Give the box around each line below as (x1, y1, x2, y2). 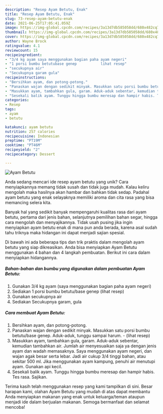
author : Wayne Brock (5, 39, 47, 44)
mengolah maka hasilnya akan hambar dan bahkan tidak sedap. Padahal (5, 189, 149, 195)
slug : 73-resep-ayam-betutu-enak (5, 16, 73, 21)
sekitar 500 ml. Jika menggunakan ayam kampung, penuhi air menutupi (12, 358, 155, 364)
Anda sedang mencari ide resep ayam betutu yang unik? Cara (5, 179, 129, 185)
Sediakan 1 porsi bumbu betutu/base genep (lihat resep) (12, 288, 125, 294)
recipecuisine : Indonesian (5, 133, 60, 139)
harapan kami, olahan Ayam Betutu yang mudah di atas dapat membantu (5, 388, 150, 395)
